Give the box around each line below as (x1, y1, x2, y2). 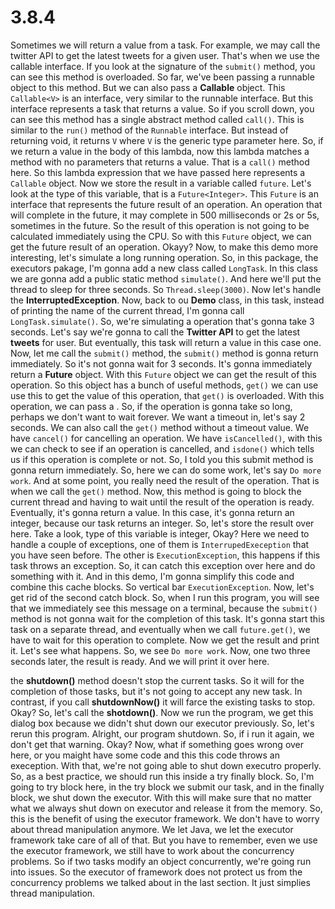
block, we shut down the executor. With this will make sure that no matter (10, 791, 312, 803)
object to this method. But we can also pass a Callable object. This (10, 81, 286, 93)
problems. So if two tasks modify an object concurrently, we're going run (10, 855, 312, 867)
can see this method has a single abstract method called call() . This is (10, 113, 305, 125)
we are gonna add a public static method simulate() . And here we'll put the (10, 272, 322, 285)
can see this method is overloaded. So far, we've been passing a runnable (10, 71, 315, 83)
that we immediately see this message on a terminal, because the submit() (10, 602, 318, 614)
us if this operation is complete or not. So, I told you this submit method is (10, 453, 314, 465)
